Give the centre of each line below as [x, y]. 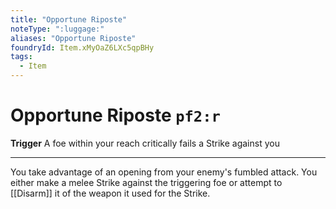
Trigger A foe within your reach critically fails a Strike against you [145, 143]
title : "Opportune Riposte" [69, 19]
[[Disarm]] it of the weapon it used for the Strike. [110, 193]
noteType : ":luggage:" [57, 29]
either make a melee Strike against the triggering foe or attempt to [146, 182]
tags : [21, 57]
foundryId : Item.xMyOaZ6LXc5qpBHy [82, 47]
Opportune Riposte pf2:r [115, 115]
